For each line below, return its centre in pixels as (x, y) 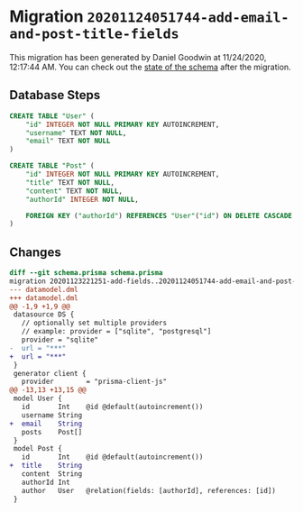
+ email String (46, 424)
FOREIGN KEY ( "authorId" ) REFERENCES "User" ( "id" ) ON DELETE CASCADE (159, 215)
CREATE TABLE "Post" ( (52, 166)
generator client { (50, 373)
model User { (38, 398)
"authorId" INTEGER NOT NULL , (83, 199)
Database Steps (55, 95)
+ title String (46, 466)
